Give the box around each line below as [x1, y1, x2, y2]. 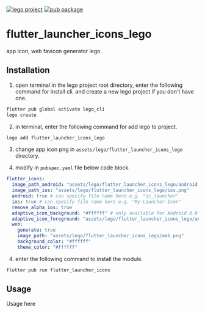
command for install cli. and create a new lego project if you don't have [15, 87, 194, 95]
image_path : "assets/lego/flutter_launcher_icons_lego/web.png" [17, 233, 184, 239]
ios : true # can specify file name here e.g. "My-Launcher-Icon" [12, 199, 182, 205]
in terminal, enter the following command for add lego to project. [15, 123, 178, 130]
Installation [6, 65, 50, 76]
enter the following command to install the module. [15, 255, 143, 262]
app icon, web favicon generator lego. [6, 47, 103, 54]
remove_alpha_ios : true [12, 204, 72, 210]
